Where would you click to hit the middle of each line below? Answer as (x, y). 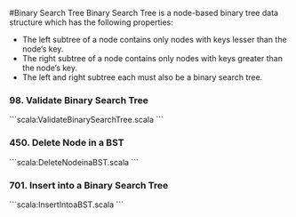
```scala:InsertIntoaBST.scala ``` (67, 205)
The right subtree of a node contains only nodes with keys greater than (152, 58)
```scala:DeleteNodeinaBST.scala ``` (74, 162)
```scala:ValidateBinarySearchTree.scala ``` (87, 120)
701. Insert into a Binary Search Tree (89, 185)
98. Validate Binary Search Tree (79, 100)
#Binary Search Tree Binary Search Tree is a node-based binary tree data (144, 13)
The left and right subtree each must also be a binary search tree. (142, 77)
